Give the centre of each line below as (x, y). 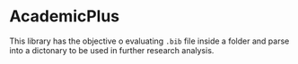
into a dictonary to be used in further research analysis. (112, 50)
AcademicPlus (65, 16)
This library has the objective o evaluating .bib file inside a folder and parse (149, 41)
